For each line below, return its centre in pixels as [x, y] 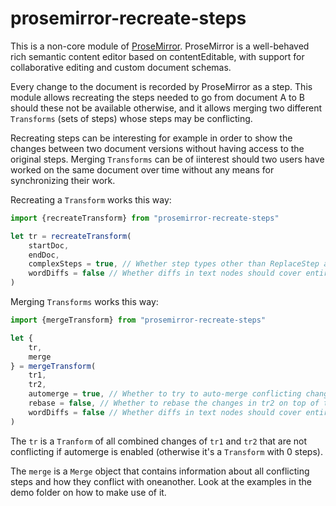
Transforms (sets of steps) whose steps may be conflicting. [131, 118]
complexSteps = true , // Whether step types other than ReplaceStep [174, 264]
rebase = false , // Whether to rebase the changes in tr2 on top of [174, 403]
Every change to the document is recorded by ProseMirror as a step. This [161, 86]
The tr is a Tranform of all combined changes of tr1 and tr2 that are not [159, 441]
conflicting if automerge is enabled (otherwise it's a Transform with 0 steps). [166, 451]
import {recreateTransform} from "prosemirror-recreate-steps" [145, 218]
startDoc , [49, 245]
